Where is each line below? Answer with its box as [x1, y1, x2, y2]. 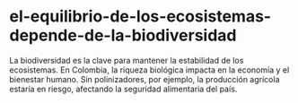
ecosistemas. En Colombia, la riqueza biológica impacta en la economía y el [9, 64, 290, 75]
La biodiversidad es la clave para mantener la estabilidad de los [9, 55, 244, 65]
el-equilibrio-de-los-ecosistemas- [9, 6, 272, 27]
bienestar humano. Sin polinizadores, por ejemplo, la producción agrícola [9, 73, 280, 84]
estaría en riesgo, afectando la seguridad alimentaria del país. [9, 83, 238, 94]
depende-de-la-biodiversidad [9, 25, 237, 46]
